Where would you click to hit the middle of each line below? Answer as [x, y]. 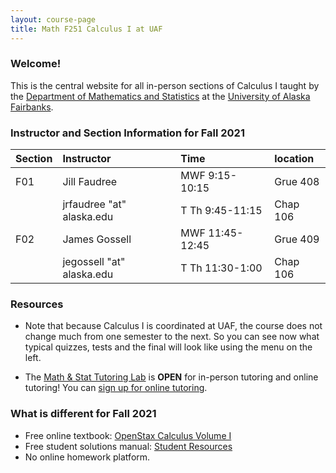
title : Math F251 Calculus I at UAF [86, 29]
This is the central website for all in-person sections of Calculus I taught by [165, 85]
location [294, 159]
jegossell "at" [94, 262]
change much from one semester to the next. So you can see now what [172, 337]
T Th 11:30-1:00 [221, 268]
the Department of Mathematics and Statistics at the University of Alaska [160, 96]
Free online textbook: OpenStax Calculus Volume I [128, 435]
